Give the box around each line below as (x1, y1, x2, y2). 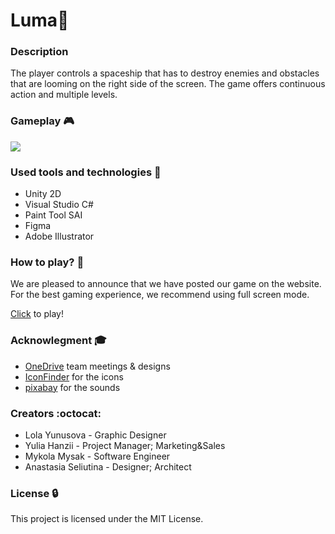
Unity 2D (24, 188, 62, 200)
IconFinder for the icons (24, 370, 124, 383)
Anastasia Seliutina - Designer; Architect (24, 460, 192, 473)
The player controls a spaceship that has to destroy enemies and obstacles (10, 67, 320, 79)
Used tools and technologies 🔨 (10, 165, 162, 179)
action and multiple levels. (10, 89, 118, 101)
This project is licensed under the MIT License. (10, 513, 204, 525)
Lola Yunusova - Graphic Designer (24, 429, 167, 441)
